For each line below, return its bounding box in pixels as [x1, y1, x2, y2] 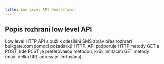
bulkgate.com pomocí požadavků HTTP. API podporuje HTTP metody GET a [5, 43, 160, 49]
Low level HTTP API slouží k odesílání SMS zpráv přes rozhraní [5, 38, 133, 44]
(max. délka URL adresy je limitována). [5, 54, 83, 60]
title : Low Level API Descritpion [5, 7, 76, 12]
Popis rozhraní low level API [5, 25, 92, 34]
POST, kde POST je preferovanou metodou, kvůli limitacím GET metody [5, 48, 149, 54]
